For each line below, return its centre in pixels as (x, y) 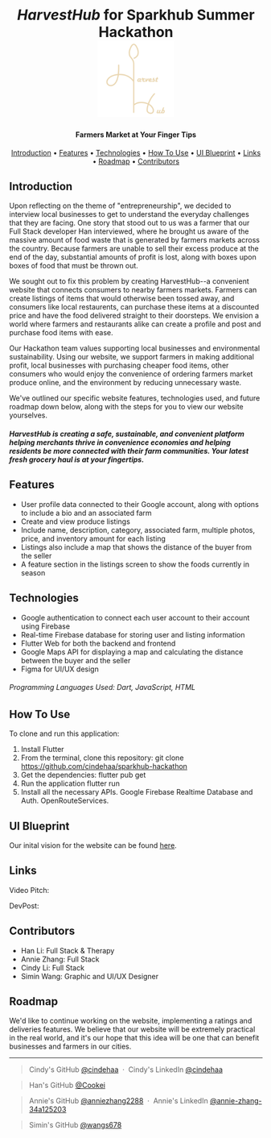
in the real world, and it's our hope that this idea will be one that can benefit (134, 1038)
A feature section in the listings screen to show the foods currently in (135, 564)
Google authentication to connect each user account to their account (135, 617)
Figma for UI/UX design (60, 669)
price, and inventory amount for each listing (93, 538)
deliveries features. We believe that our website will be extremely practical (132, 1029)
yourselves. (28, 415)
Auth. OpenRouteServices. (65, 801)
